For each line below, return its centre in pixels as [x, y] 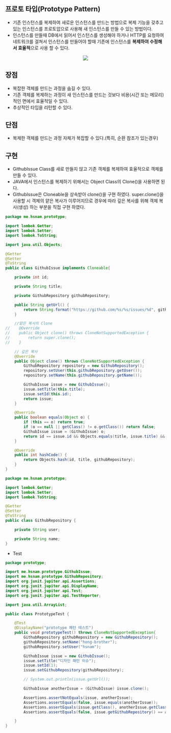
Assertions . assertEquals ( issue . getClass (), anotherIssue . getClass [95, 707]
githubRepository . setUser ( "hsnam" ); [62, 647]
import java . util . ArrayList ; [36, 605]
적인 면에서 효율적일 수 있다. [40, 101]
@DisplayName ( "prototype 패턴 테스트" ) [54, 628]
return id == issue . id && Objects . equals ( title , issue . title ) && [94, 436]
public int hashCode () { [41, 455]
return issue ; [38, 399]
